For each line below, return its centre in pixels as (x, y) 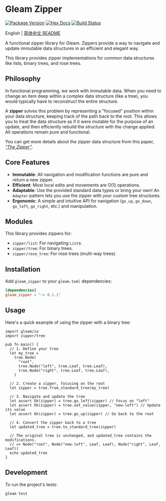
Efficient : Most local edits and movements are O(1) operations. (76, 185)
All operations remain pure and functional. (48, 132)
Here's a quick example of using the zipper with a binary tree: (68, 322)
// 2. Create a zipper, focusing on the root (57, 383)
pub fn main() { (22, 344)
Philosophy (23, 79)
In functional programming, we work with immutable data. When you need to (83, 91)
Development (27, 472)
